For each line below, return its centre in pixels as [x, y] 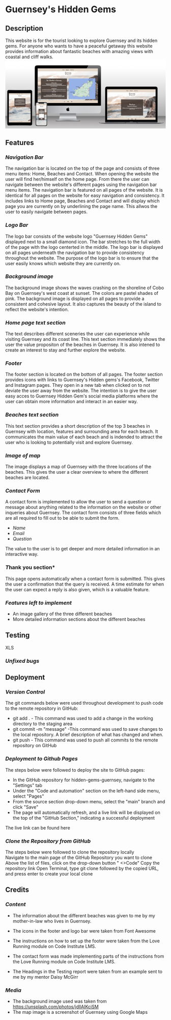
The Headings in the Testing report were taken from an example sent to [88, 971]
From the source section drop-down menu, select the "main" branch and [89, 801]
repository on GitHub [35, 746]
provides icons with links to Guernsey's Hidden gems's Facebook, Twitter [82, 380]
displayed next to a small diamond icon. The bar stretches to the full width [83, 242]
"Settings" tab [27, 785]
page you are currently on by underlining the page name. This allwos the [81, 206]
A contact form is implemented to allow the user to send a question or [78, 502]
